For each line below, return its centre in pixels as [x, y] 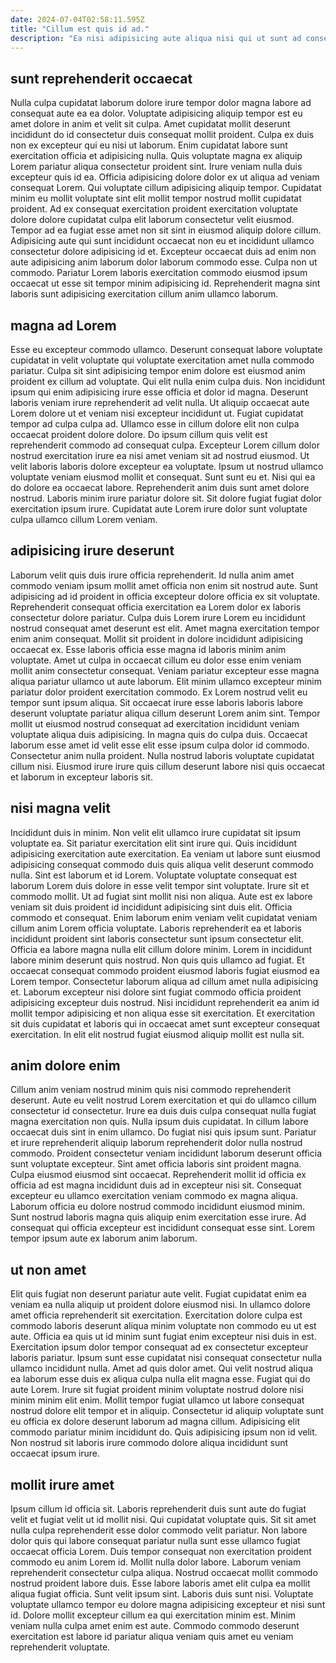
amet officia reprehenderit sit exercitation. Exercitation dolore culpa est [156, 1315]
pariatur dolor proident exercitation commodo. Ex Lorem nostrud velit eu [159, 692]
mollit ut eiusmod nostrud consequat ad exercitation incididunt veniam [155, 723]
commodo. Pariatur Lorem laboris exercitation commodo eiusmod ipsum [159, 273]
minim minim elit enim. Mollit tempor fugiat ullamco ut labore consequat [157, 1400]
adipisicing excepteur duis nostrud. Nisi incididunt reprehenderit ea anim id [165, 1002]
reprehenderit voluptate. [60, 1647]
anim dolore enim [65, 1066]
